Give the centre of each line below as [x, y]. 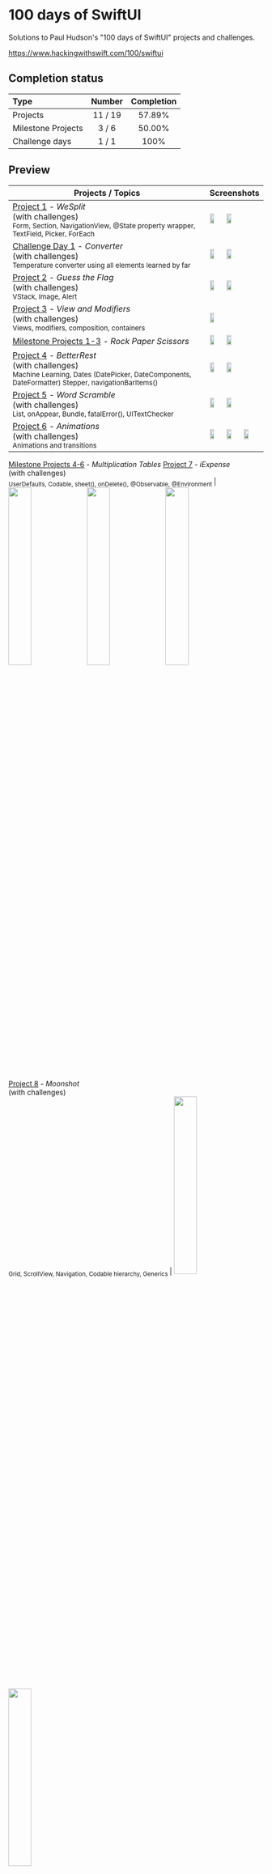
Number [107, 101]
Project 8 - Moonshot [44, 1084]
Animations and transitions [55, 445]
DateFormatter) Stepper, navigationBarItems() [85, 382]
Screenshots [234, 193]
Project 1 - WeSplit [49, 206]
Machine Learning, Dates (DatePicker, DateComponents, [102, 374]
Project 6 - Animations [56, 426]
